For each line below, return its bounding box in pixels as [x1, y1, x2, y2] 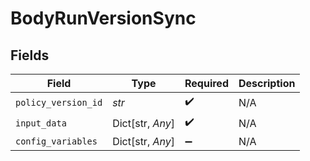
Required [184, 77, 229, 90]
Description [238, 77, 296, 90]
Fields [10, 47, 50, 64]
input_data [15, 117, 67, 129]
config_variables [15, 136, 98, 147]
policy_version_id [15, 97, 103, 108]
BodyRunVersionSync [10, 7, 197, 30]
